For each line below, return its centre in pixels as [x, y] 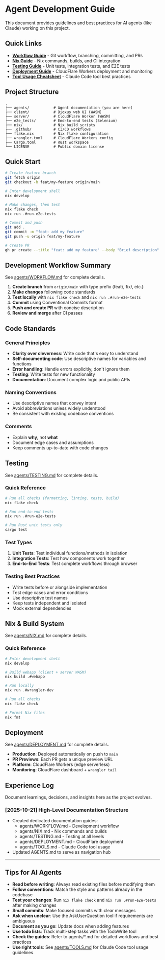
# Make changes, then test [33, 204]
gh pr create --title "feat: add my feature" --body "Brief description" [82, 250]
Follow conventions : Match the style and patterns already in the [77, 889]
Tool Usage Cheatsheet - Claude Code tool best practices [71, 76]
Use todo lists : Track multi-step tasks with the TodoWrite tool [74, 931]
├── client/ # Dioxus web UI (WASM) [54, 112]
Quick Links [24, 44]
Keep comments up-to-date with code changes [60, 447]
